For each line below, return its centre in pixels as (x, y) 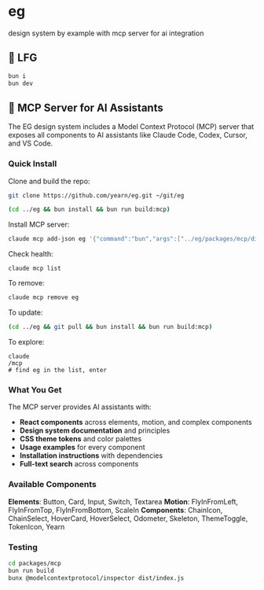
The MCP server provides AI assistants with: (80, 407)
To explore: (26, 341)
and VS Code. (31, 143)
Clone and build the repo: (49, 181)
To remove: (26, 283)
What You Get (35, 389)
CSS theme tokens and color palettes (81, 439)
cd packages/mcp (35, 563)
